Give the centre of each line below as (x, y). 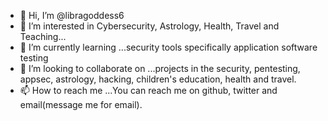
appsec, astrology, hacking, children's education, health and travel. (158, 79)
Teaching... (43, 36)
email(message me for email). (81, 104)
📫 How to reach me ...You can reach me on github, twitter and (148, 90)
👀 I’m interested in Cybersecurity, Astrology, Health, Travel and (149, 26)
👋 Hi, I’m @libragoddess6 (72, 15)
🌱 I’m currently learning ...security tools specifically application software (168, 47)
